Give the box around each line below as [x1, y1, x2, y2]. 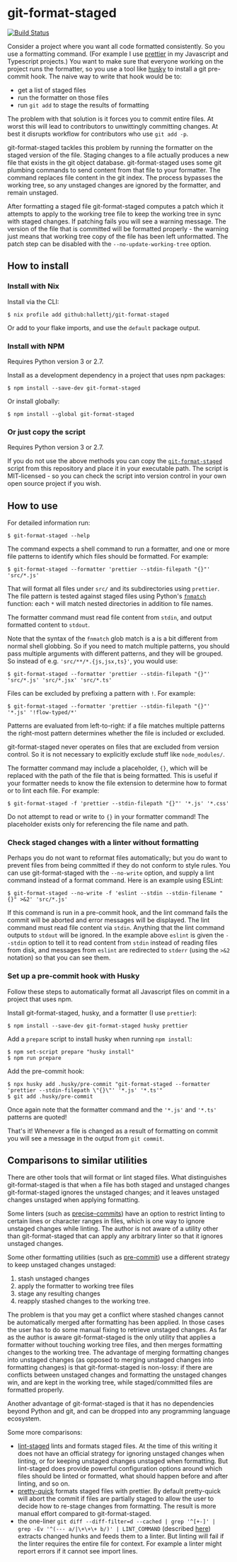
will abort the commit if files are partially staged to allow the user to [17, 1494, 214, 1503]
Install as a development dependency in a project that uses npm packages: [7, 371, 226, 379]
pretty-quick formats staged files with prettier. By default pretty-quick [17, 1487, 221, 1496]
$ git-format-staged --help [7, 532, 91, 540]
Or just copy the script [7, 426, 86, 436]
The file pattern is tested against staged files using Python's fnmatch [7, 592, 207, 600]
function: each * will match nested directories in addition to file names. [7, 600, 214, 608]
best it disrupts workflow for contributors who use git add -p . [7, 129, 189, 138]
